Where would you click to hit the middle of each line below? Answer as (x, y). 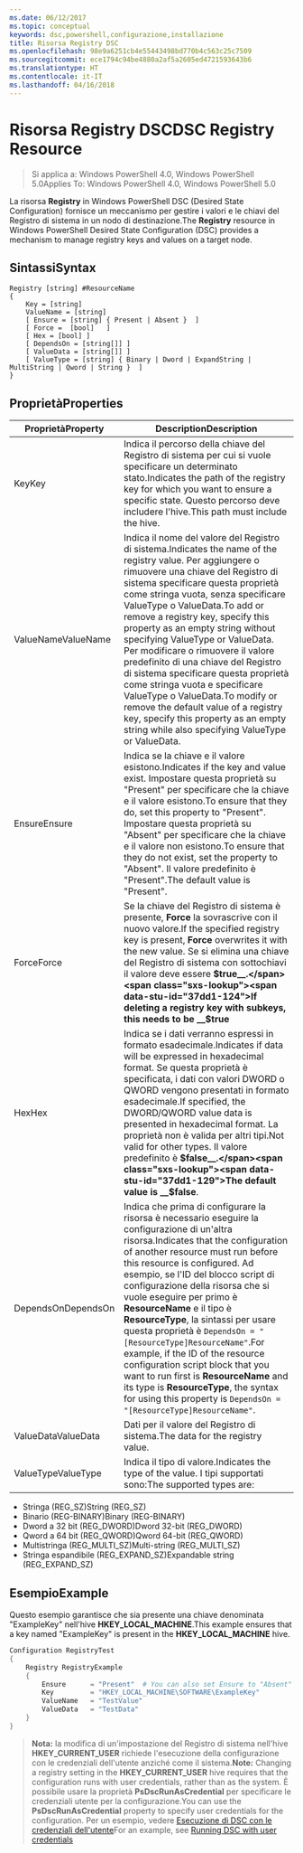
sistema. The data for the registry (193, 1436)
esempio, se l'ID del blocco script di (199, 1275)
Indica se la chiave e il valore (184, 756)
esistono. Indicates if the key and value (204, 767)
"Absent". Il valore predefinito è (189, 869)
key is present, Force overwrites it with (205, 940)
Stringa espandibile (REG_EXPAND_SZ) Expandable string (128, 1555)
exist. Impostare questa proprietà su (200, 778)
